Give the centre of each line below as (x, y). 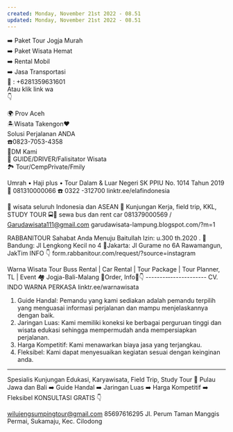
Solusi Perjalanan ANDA (41, 133)
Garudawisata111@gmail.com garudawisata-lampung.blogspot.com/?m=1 (111, 224)
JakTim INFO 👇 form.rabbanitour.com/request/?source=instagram (102, 253)
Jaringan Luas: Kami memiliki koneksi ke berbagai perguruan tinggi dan (119, 322)
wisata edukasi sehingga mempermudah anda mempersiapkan (107, 330)
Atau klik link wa (31, 89)
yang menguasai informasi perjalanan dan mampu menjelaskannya (112, 308)
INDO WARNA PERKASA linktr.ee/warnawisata (73, 287)
